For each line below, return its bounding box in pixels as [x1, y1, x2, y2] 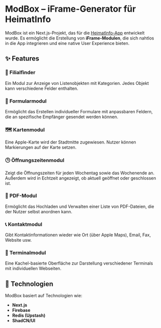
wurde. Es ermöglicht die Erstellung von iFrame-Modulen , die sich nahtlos [5, 35, 154, 41]
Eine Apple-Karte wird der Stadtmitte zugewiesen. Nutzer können [5, 139, 136, 145]
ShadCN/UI [12, 318, 36, 324]
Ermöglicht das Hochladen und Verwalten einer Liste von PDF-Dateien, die [5, 204, 154, 209]
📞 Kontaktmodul [5, 221, 42, 227]
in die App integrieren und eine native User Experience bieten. [5, 40, 130, 46]
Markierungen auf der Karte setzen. [5, 144, 77, 150]
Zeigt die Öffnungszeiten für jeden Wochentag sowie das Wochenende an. [5, 170, 155, 176]
